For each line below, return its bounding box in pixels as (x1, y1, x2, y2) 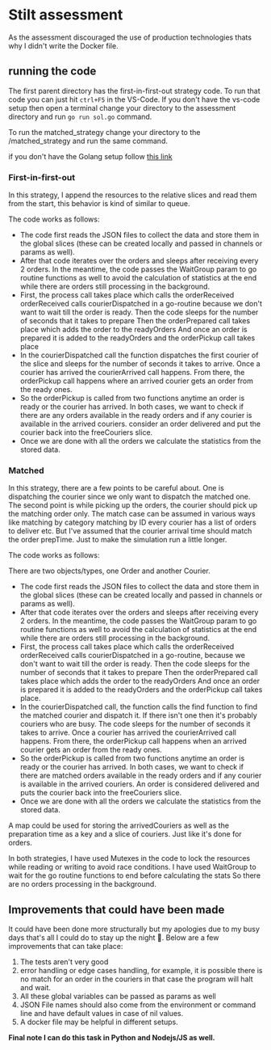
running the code (8, 65, 97, 78)
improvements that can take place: (8, 942, 123, 951)
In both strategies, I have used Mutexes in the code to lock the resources (8, 854, 251, 863)
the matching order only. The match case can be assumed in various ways (8, 509, 256, 519)
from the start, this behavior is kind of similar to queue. (8, 199, 191, 209)
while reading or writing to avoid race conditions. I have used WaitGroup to (8, 862, 256, 872)
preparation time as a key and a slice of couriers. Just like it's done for (8, 829, 242, 839)
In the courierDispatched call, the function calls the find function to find (19, 702, 258, 712)
